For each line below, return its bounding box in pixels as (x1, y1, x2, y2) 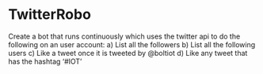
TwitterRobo (8, 6, 91, 24)
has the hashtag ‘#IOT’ (8, 57, 82, 66)
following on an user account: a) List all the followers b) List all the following (8, 39, 256, 49)
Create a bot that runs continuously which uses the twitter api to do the (8, 31, 241, 41)
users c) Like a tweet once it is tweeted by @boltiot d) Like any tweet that (8, 48, 248, 57)
